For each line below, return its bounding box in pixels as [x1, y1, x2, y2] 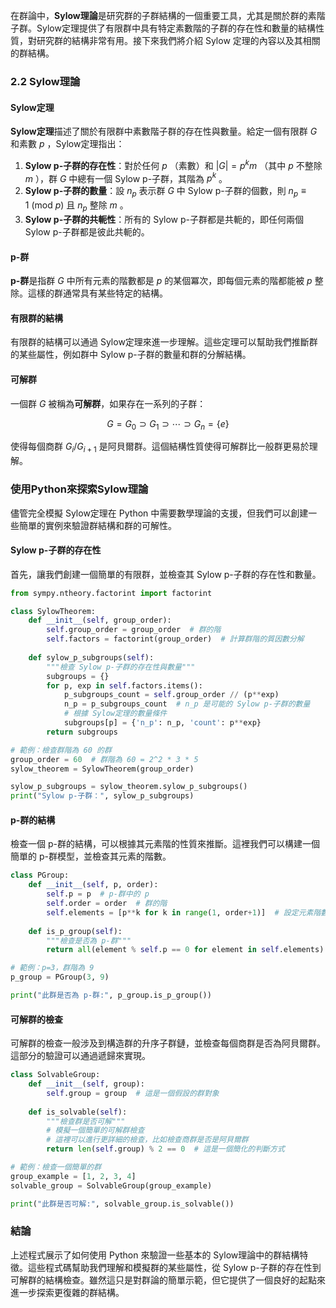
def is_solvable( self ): [28, 1107, 128, 1117]
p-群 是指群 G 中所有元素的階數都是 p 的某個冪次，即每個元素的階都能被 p [10, 275, 313, 287]
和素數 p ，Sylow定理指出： [10, 138, 125, 150]
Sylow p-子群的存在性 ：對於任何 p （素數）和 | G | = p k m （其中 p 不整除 [24, 158, 323, 171]
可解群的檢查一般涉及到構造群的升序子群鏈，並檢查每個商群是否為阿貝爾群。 [10, 1037, 326, 1049]
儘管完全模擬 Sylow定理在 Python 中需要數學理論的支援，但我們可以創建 [10, 507, 309, 519]
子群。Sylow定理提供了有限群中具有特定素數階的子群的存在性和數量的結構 [10, 22, 316, 34]
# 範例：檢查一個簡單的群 [10, 1162, 102, 1173]
